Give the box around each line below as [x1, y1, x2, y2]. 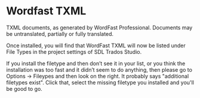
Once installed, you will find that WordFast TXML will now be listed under [6, 42, 186, 49]
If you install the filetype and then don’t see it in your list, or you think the [6, 60, 186, 67]
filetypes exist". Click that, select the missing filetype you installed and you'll [6, 79, 194, 86]
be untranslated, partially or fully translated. [6, 30, 114, 37]
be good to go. [6, 85, 43, 92]
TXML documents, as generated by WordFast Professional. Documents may [6, 24, 193, 31]
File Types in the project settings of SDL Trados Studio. [6, 48, 142, 55]
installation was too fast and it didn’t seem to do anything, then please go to [6, 66, 193, 73]
